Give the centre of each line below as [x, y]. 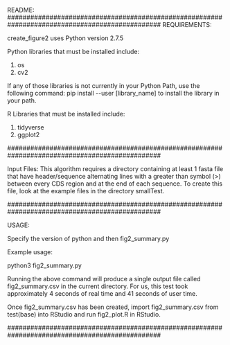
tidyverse [30, 127]
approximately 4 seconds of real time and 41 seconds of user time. [102, 293]
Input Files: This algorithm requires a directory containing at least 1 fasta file [115, 169]
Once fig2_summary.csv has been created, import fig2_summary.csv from [113, 307]
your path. [22, 100]
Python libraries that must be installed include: [73, 52]
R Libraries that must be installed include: [66, 114]
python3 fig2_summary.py [44, 265]
